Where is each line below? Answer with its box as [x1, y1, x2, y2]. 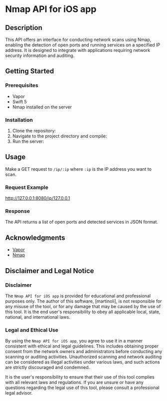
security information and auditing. [5, 52, 75, 58]
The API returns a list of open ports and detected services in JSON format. [5, 219, 159, 225]
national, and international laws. [5, 314, 71, 320]
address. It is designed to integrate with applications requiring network [5, 47, 151, 53]
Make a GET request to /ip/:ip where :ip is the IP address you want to [5, 166, 152, 172]
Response [5, 208, 30, 215]
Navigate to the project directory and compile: [12, 133, 107, 139]
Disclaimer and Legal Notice [5, 266, 94, 275]
